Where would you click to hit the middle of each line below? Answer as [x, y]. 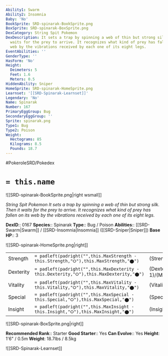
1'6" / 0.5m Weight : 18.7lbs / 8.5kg [41, 339]
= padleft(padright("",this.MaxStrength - [85, 256]
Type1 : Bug [17, 125]
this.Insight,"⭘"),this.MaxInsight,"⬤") [84, 311]
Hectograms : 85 [26, 139]
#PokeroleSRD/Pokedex [30, 163]
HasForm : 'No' [20, 61]
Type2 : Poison [20, 130]
